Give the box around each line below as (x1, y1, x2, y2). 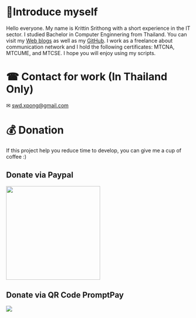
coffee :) (6, 153, 27, 160)
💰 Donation (6, 124, 64, 137)
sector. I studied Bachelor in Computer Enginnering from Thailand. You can (6, 30, 187, 37)
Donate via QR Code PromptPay (6, 290, 124, 300)
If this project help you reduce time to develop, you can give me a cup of (6, 146, 182, 154)
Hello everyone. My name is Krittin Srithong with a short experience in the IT (6, 25, 191, 32)
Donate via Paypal (6, 170, 73, 180)
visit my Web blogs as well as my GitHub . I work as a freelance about (6, 37, 173, 44)
